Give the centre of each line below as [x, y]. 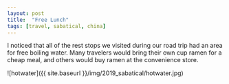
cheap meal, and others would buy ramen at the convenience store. [103, 60]
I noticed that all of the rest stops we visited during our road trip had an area [115, 46]
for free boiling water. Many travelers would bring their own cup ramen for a [115, 53]
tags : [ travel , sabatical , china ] [57, 26]
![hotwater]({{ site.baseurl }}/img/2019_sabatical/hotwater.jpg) [95, 73]
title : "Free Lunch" [38, 20]
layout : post [26, 13]
